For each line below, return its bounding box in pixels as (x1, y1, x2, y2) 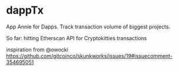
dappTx (6, 4, 44, 17)
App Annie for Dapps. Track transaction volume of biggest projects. (6, 23, 171, 30)
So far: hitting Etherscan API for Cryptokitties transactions (6, 34, 147, 41)
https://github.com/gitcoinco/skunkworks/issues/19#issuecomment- (6, 52, 173, 59)
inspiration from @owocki (6, 46, 69, 53)
